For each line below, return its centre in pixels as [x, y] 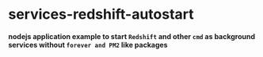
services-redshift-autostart [101, 14]
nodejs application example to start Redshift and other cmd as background [132, 36]
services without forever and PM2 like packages [88, 45]
